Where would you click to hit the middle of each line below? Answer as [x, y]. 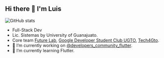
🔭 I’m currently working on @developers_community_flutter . [72, 45]
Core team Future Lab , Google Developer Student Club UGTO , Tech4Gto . [86, 40]
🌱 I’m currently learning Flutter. [43, 50]
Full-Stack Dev [27, 30]
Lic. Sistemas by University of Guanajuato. [55, 35]
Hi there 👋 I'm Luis [33, 9]
